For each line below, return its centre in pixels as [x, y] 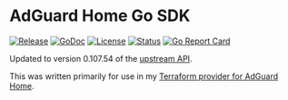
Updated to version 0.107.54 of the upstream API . [101, 58]
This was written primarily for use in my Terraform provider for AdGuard [144, 76]
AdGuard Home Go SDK [100, 16]
